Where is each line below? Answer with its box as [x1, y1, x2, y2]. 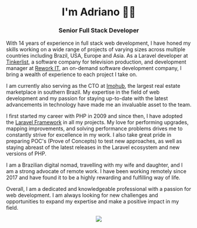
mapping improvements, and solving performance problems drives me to [6, 125, 183, 132]
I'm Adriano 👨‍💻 [61, 5, 136, 19]
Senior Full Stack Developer [58, 27, 139, 35]
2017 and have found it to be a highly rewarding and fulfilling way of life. [6, 174, 181, 181]
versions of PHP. [6, 150, 47, 157]
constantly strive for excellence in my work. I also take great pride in [6, 131, 172, 138]
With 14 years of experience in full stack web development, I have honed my [6, 39, 191, 47]
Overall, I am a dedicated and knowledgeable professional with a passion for [6, 186, 192, 193]
